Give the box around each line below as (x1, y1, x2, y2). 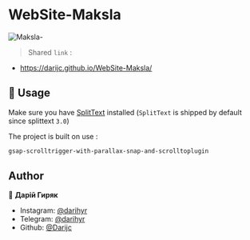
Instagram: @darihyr (19, 206, 88, 215)
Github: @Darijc (19, 222, 72, 233)
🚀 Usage (8, 86, 50, 100)
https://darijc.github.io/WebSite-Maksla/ (19, 62, 153, 73)
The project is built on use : (8, 131, 98, 141)
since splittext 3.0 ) (8, 116, 69, 126)
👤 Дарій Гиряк (8, 190, 58, 200)
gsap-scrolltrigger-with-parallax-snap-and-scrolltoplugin (8, 146, 209, 155)
